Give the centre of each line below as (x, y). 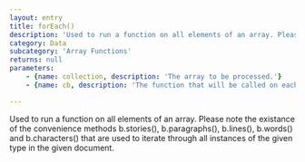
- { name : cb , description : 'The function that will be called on (152, 85)
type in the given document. (62, 148)
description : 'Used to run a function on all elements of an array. (142, 34)
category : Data (38, 43)
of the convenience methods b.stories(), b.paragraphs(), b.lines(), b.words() (151, 129)
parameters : (32, 69)
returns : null (36, 60)
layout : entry (36, 18)
